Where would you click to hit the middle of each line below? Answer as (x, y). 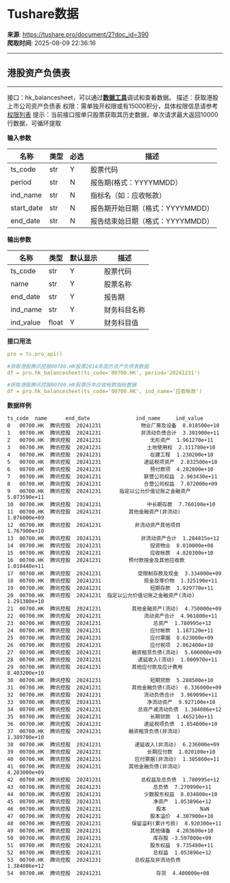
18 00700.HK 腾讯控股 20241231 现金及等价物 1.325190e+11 (112, 581)
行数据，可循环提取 (34, 123)
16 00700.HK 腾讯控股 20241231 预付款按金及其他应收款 (96, 561)
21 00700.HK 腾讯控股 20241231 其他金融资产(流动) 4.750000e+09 (114, 609)
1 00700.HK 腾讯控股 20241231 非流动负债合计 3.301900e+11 (113, 433)
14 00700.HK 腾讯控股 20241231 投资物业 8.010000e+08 (110, 546)
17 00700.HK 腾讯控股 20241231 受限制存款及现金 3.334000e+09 (114, 574)
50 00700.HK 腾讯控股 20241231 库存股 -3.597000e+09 (109, 838)
